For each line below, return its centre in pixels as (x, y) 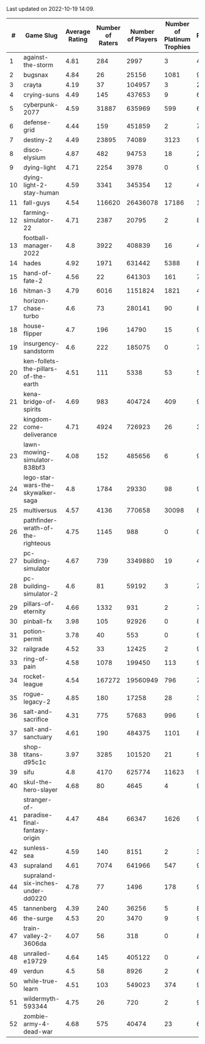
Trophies (177, 47)
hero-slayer (41, 790)
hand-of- (38, 273)
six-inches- (41, 883)
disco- (33, 150)
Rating (78, 39)
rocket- (34, 676)
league (33, 684)
